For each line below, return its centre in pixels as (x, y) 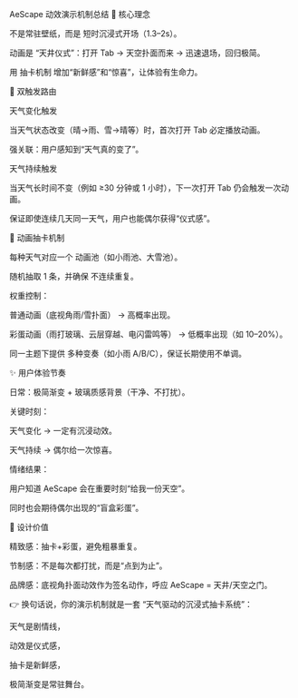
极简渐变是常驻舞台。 (49, 684)
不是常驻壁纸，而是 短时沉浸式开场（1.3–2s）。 (96, 34)
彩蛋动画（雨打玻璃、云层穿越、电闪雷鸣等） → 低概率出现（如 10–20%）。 (149, 334)
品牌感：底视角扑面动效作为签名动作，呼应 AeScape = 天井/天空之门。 (141, 585)
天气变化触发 (33, 111)
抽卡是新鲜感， (37, 665)
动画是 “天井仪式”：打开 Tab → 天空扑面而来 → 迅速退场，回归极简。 (137, 53)
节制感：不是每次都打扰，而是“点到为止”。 (88, 565)
